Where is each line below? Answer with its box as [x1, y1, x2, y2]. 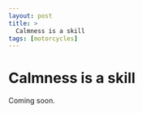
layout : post [8, 11, 53, 20]
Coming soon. [8, 96, 55, 106]
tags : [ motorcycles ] [8, 34, 79, 43]
